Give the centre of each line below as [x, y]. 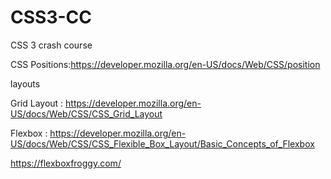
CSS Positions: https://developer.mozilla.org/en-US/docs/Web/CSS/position [165, 64]
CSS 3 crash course [51, 45]
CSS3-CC [51, 17]
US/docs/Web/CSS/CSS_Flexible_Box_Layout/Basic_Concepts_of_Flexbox [162, 143]
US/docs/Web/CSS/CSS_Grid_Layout [86, 113]
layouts [25, 83]
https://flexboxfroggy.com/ [66, 163]
